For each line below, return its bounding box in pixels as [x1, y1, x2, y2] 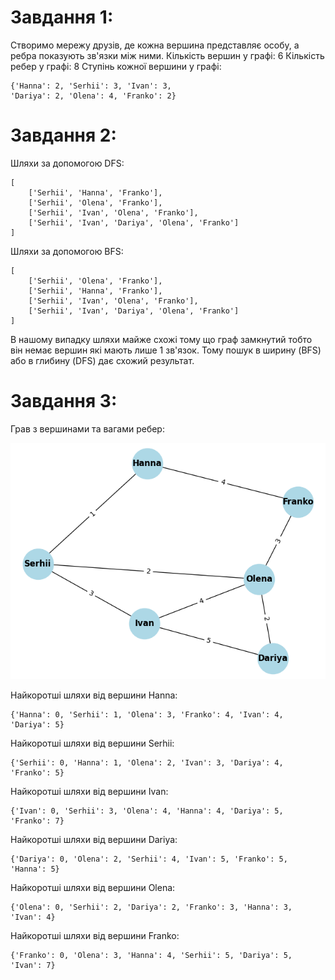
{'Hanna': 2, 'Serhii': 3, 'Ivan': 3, [10, 81, 172, 91]
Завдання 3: [10, 390, 118, 413]
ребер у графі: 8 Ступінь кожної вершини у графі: [10, 60, 222, 72]
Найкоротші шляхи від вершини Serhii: [10, 737, 175, 749]
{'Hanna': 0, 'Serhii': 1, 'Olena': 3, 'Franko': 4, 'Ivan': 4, [10, 709, 284, 720]
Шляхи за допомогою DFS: [10, 157, 125, 169]
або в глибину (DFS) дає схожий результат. [10, 354, 195, 366]
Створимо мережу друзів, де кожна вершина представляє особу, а [10, 39, 300, 51]
